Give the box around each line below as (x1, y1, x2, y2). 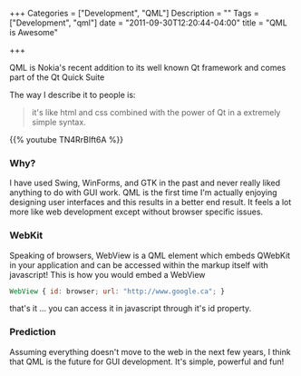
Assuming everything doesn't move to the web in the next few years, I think (9, 346, 292, 357)
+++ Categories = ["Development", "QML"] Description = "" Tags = (9, 8, 260, 18)
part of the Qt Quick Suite (9, 72, 105, 83)
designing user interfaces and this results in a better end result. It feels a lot (9, 197, 292, 208)
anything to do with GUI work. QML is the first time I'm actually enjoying (9, 187, 278, 198)
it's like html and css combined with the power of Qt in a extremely (31, 107, 281, 117)
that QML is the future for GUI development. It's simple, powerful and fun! (9, 356, 285, 367)
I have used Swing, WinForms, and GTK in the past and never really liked (9, 177, 281, 189)
